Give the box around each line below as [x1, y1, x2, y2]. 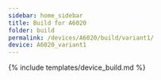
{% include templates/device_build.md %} [8, 63, 146, 72]
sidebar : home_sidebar [8, 11, 83, 20]
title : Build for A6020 [8, 19, 87, 27]
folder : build [8, 26, 56, 34]
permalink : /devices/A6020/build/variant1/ [8, 33, 155, 42]
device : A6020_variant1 [8, 41, 87, 49]
